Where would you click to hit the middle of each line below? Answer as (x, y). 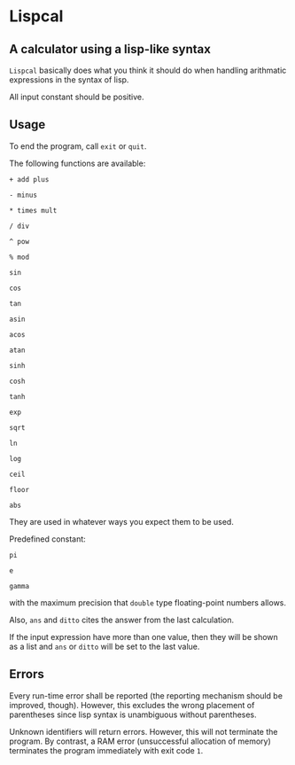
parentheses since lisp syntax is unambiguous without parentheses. (133, 714)
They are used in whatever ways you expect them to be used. (122, 521)
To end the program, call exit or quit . (78, 146)
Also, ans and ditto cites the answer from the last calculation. (122, 620)
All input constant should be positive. (77, 97)
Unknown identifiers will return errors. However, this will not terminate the (144, 731)
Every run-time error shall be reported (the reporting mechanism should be (146, 695)
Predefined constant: (47, 539)
